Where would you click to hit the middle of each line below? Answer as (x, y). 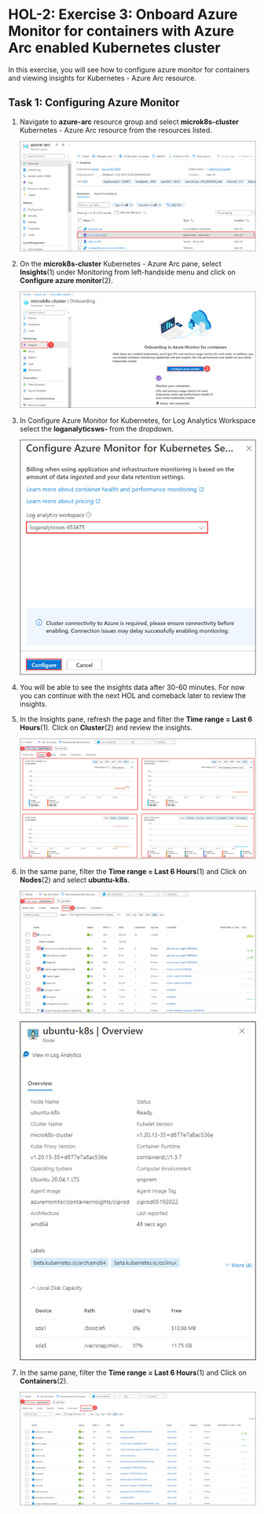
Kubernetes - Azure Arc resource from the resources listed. (115, 130)
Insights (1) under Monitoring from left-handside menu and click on (127, 272)
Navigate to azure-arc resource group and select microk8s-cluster (129, 121)
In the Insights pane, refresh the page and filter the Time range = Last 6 (136, 719)
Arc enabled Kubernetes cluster (115, 48)
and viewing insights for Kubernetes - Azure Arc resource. (103, 78)
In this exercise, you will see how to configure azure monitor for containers (129, 69)
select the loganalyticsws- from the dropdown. (97, 429)
